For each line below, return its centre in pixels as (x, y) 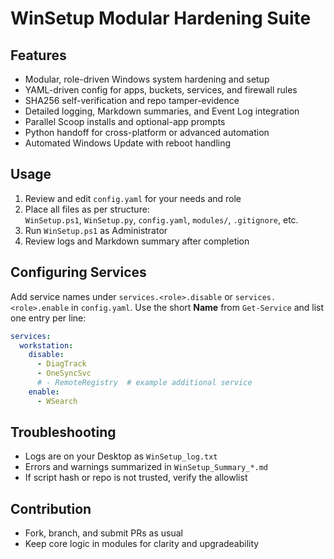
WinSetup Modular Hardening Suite (161, 18)
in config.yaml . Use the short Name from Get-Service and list (198, 307)
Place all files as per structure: (87, 209)
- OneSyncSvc (64, 373)
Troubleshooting (63, 432)
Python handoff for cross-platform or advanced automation (147, 132)
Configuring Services (78, 272)
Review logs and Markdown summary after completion (137, 241)
